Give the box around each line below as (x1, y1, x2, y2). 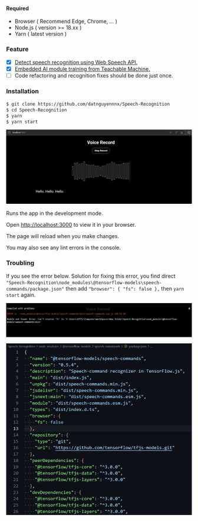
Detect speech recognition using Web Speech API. (14, 58, 138, 66)
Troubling (6, 259, 35, 267)
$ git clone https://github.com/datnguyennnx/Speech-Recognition (6, 101, 170, 107)
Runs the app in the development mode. (6, 210, 103, 217)
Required (6, 5, 29, 12)
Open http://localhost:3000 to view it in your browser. (6, 222, 137, 229)
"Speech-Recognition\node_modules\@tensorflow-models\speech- (6, 279, 162, 286)
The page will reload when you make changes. (6, 233, 120, 240)
